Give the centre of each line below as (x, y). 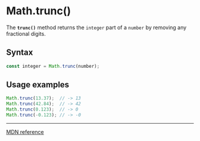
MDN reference (25, 131)
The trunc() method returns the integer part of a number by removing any (96, 27)
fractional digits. (26, 33)
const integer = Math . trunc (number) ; (53, 66)
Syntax (20, 53)
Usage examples (38, 85)
